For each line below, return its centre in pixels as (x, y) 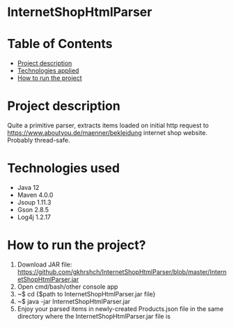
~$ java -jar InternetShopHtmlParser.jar (74, 301)
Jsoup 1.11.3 (34, 202)
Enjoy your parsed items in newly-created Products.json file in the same (120, 309)
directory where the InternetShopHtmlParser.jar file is (94, 316)
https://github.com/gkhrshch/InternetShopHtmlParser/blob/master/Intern (122, 271)
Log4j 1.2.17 (34, 217)
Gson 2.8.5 (33, 210)
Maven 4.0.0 (35, 195)
